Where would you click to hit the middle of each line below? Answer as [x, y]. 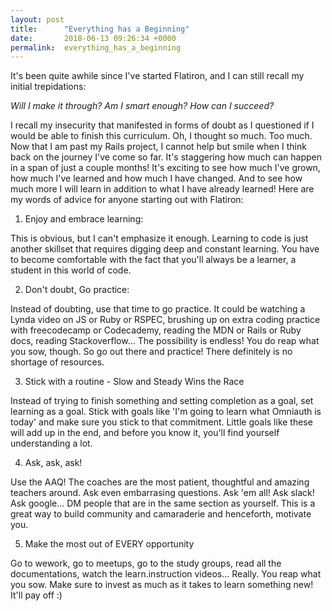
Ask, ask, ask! [53, 463]
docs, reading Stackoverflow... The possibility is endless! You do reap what [165, 341]
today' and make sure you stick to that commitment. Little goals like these [161, 422]
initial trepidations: [48, 87]
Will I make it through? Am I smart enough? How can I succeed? [142, 106]
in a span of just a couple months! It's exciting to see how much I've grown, [165, 168]
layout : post [37, 19]
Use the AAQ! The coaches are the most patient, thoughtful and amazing [160, 482]
